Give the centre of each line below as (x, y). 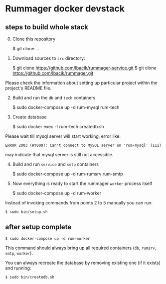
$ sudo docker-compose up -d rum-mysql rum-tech (66, 107)
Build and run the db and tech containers (54, 98)
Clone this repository (34, 39)
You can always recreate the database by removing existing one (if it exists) (83, 263)
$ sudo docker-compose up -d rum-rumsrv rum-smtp (68, 174)
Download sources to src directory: (49, 58)
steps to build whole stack (47, 27)
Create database (29, 117)
